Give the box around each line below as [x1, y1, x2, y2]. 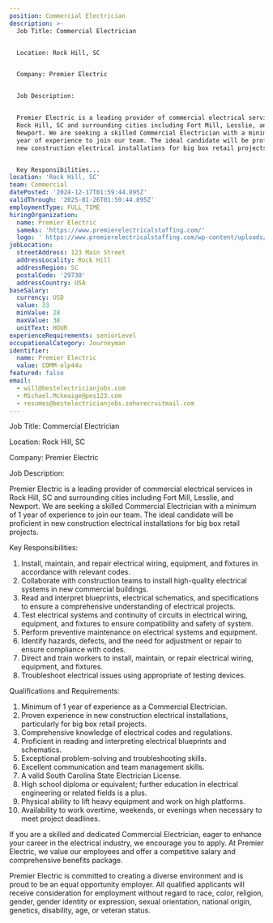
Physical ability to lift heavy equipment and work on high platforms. [20, 797, 245, 806]
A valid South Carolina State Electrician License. [20, 771, 181, 780]
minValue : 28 [16, 309, 61, 317]
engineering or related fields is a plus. [20, 788, 147, 798]
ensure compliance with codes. [20, 645, 126, 655]
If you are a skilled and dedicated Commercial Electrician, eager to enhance [9, 830, 262, 840]
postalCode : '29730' [16, 271, 86, 280]
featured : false [9, 370, 64, 378]
